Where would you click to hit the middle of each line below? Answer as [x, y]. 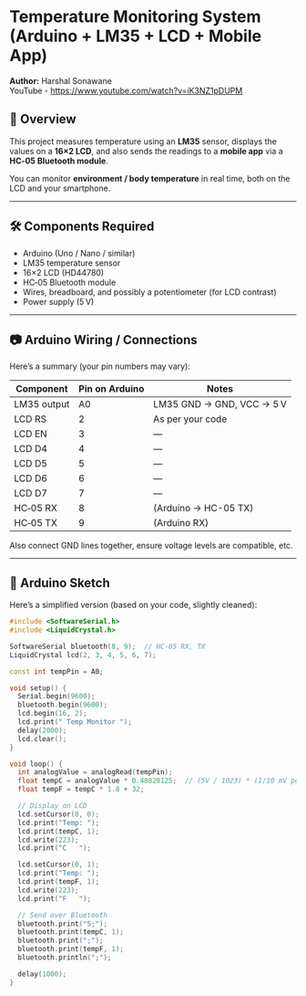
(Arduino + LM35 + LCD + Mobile [136, 36]
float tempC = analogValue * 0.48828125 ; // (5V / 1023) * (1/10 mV [152, 781]
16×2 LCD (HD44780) [63, 272]
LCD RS [31, 419]
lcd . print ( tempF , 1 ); [59, 882]
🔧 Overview [43, 119]
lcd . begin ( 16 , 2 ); [53, 714]
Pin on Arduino [112, 389]
